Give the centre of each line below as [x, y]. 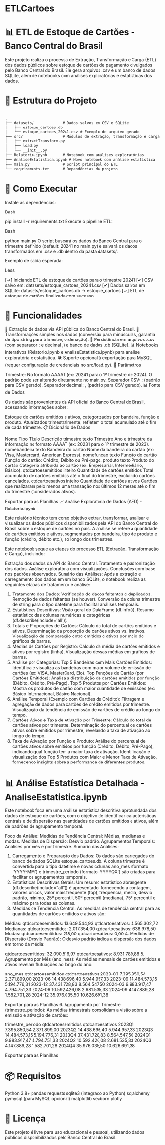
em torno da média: [25, 944]
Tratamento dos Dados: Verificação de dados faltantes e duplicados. [82, 594]
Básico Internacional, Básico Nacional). [52, 694]
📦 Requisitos [33, 1076]
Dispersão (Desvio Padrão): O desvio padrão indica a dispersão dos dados [81, 939]
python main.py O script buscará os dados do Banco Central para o [73, 241]
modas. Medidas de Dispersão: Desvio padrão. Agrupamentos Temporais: [80, 841]
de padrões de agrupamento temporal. [44, 826]
